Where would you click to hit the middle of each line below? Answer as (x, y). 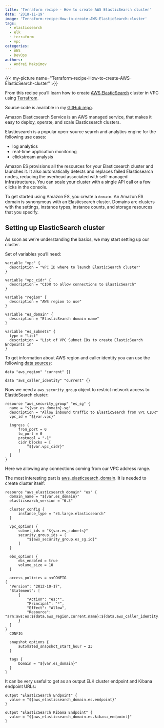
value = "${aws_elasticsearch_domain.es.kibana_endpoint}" (71, 717)
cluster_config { (27, 509)
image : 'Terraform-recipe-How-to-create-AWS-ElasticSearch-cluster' (76, 19)
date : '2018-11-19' (25, 14)
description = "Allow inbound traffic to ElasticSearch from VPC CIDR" (84, 412)
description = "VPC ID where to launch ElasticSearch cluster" (75, 267)
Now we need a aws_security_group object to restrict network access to (77, 389)
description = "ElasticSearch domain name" (54, 319)
